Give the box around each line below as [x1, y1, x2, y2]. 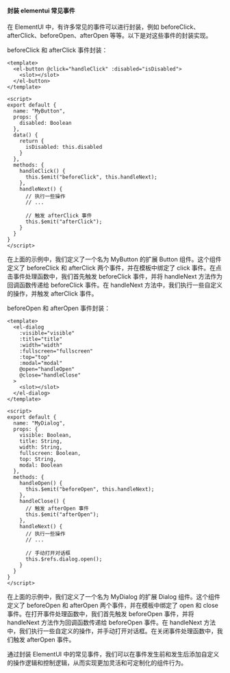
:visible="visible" [19, 330, 75, 337]
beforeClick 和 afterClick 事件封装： [7, 46, 108, 54]
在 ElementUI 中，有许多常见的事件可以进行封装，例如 [7, 23, 159, 31]
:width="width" [19, 342, 63, 349]
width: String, [19, 444, 63, 451]
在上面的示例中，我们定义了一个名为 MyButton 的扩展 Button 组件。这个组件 [7, 255, 222, 263]
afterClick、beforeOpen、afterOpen [7, 32, 109, 40]
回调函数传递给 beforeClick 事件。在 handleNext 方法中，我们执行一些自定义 [7, 281, 222, 290]
